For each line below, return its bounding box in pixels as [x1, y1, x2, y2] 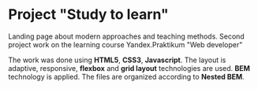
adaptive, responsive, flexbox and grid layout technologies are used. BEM [8, 63, 251, 72]
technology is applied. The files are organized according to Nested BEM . [8, 72, 245, 81]
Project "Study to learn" [8, 6, 170, 24]
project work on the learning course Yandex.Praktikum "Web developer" [8, 39, 243, 49]
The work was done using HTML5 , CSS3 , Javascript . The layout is [8, 55, 226, 65]
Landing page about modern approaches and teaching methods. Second [8, 32, 245, 41]
